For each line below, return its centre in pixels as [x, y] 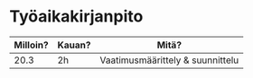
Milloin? [31, 45]
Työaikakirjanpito [76, 17]
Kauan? [74, 45]
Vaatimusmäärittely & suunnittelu [169, 60]
